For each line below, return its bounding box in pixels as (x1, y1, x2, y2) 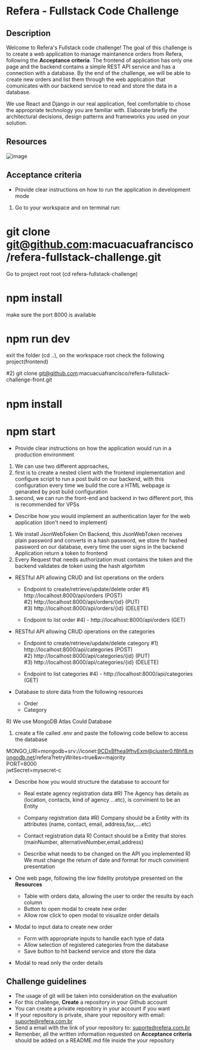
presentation (23, 862, 56, 870)
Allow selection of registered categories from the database (23, 941, 169, 948)
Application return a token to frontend (14, 549, 108, 556)
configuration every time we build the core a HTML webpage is (14, 482, 170, 489)
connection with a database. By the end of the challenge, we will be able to (6, 70, 191, 76)
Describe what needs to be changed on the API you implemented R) (23, 850, 191, 857)
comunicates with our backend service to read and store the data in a (6, 82, 177, 89)
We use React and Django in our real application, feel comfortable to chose (6, 100, 191, 107)
